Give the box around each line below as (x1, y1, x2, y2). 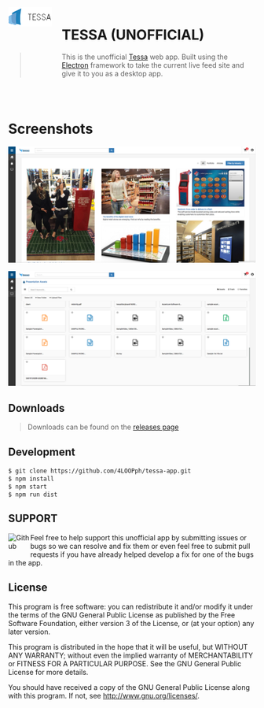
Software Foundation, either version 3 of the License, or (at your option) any (8, 618, 255, 628)
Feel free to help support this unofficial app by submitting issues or (30, 532, 247, 542)
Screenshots (8, 120, 93, 138)
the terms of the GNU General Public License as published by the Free (8, 610, 236, 620)
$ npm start (8, 483, 47, 491)
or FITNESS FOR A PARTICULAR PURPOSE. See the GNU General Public (8, 658, 242, 668)
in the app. (8, 558, 43, 567)
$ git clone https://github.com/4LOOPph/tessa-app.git (8, 467, 192, 475)
